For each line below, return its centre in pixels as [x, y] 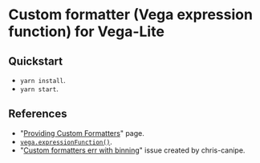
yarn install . [43, 80]
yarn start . [39, 89]
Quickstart [36, 61]
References [38, 114]
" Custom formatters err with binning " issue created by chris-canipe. [132, 150]
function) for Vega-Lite [86, 32]
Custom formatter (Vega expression [130, 15]
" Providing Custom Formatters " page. [82, 133]
